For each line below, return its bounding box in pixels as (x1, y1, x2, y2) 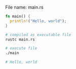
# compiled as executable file (5, 32, 71, 37)
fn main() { (5, 14, 30, 19)
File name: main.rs (5, 4, 44, 10)
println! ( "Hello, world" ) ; (10, 18, 67, 23)
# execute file (5, 46, 37, 51)
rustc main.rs (5, 37, 35, 42)
